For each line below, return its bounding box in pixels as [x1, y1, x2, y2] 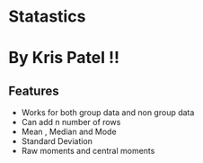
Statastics [8, 6, 86, 27]
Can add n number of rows [21, 117, 121, 128]
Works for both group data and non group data [21, 107, 195, 118]
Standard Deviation [21, 136, 93, 147]
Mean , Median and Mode [21, 126, 118, 137]
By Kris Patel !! [8, 48, 120, 68]
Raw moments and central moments [21, 146, 155, 157]
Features [8, 83, 59, 98]
